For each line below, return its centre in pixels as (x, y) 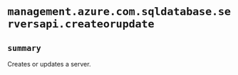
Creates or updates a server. (49, 64)
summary (24, 48)
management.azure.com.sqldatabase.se (119, 12)
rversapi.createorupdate (81, 24)
